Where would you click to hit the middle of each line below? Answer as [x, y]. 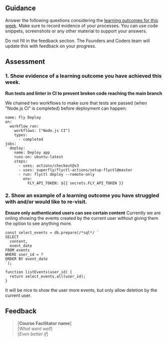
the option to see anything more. [39, 223]
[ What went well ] [35, 328]
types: [21, 135]
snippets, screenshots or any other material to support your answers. [76, 31]
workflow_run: [24, 126]
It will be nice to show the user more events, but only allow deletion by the [81, 290]
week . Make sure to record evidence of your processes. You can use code [82, 26]
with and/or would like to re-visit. [46, 202]
